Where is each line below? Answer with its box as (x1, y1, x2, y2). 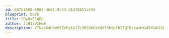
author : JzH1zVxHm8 (5, 21, 46, 26)
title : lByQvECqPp (5, 16, 44, 21)
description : (5, 26, 33, 31)
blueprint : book (5, 12, 39, 17)
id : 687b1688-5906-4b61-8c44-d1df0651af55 (5, 7, 96, 12)
